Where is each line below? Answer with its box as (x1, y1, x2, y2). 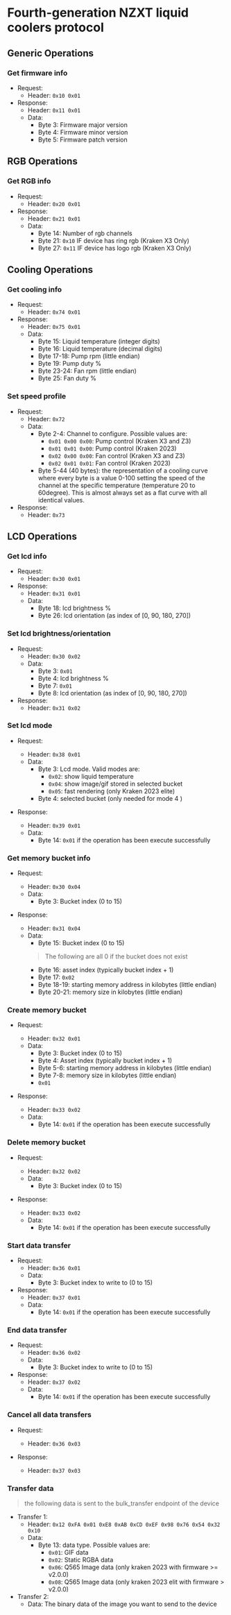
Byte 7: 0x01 (37, 682, 73, 690)
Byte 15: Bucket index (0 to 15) (37, 939, 125, 947)
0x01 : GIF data (48, 1548, 89, 1556)
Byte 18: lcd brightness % (37, 604, 112, 612)
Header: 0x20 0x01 (27, 199, 81, 208)
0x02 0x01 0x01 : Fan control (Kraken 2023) (48, 459, 171, 467)
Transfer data (7, 1483, 54, 1493)
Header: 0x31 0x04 (27, 924, 81, 933)
